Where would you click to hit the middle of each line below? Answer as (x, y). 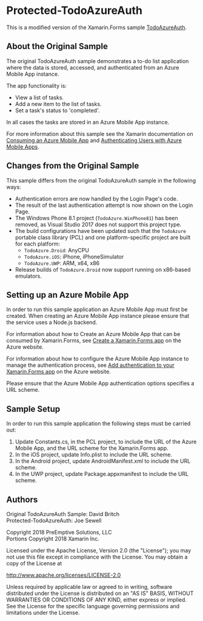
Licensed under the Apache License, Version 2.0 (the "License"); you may (99, 550)
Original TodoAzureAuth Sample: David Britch (63, 514)
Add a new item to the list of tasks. (58, 104)
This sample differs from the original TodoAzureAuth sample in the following (101, 180)
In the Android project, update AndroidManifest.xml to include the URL (103, 461)
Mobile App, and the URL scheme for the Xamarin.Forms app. (92, 448)
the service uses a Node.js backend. (52, 323)
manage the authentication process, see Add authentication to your (90, 365)
